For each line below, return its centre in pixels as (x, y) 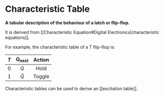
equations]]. (17, 37)
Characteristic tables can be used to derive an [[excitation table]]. (71, 89)
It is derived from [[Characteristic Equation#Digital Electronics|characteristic (82, 32)
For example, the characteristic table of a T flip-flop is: (60, 47)
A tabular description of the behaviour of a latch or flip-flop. (68, 23)
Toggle (41, 76)
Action (41, 60)
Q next (22, 60)
